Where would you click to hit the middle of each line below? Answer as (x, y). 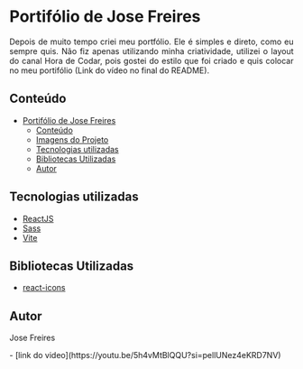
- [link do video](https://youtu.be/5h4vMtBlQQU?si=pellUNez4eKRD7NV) (145, 355)
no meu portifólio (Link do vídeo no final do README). (110, 70)
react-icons (44, 288)
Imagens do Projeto (72, 139)
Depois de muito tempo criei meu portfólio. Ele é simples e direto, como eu (151, 42)
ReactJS (38, 218)
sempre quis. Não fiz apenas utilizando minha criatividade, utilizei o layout (151, 51)
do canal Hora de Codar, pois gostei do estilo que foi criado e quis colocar (151, 60)
